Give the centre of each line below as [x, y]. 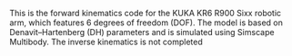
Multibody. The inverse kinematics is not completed [106, 42]
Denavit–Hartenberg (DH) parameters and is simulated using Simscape [142, 32]
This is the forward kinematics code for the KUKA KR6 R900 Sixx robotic [146, 13]
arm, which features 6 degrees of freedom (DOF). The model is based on [146, 23]
